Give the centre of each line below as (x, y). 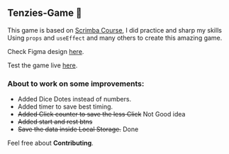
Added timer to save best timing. (65, 106)
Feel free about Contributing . (50, 143)
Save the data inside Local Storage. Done (78, 129)
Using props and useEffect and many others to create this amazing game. (115, 38)
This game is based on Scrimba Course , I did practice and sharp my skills (114, 30)
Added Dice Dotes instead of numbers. (74, 99)
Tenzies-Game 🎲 (45, 13)
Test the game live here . (43, 65)
